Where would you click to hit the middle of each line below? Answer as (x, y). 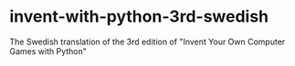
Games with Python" (48, 51)
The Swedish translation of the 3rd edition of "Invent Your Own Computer (147, 42)
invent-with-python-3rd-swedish (139, 17)
